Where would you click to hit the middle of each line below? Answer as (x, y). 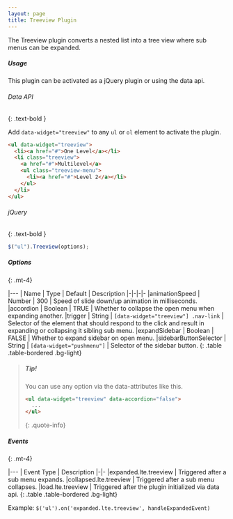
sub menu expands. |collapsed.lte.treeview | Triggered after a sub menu (111, 480)
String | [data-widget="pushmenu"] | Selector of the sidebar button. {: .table (115, 345)
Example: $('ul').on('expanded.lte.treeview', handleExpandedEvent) (109, 508)
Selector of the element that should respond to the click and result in (106, 323)
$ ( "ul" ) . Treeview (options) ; (49, 247)
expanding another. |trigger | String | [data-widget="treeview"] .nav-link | (116, 316)
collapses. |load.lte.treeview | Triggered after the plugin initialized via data (114, 487)
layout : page (27, 14)
